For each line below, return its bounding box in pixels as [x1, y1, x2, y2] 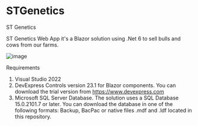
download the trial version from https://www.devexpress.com [14, 88, 164, 95]
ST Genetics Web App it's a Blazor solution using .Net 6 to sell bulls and [6, 35, 181, 42]
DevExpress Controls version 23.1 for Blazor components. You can [14, 81, 176, 89]
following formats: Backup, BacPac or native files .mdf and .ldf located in [14, 107, 192, 114]
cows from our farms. [6, 41, 59, 48]
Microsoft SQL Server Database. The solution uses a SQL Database [14, 94, 179, 101]
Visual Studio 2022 [14, 75, 61, 82]
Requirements [6, 64, 40, 71]
